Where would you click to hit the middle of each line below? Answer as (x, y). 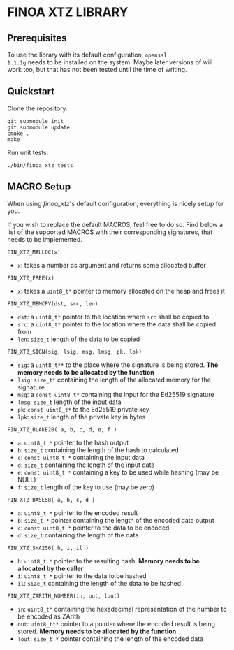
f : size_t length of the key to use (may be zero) (86, 487)
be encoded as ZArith (49, 616)
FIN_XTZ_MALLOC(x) (34, 252)
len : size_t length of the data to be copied (79, 339)
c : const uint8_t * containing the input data (81, 457)
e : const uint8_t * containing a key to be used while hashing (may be (118, 472)
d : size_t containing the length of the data (78, 535)
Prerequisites (37, 38)
